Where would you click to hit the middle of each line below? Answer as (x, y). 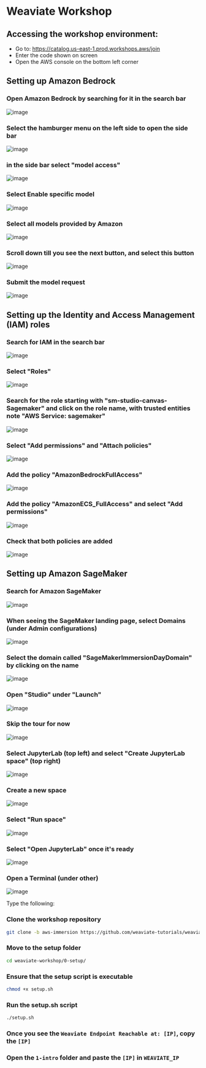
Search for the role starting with (55, 401)
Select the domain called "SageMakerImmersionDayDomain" (99, 657)
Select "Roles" (29, 371)
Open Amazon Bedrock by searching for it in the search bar (96, 98)
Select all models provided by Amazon (65, 224)
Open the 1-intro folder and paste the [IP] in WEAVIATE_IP (93, 1058)
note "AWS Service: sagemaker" (56, 416)
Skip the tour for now (38, 724)
